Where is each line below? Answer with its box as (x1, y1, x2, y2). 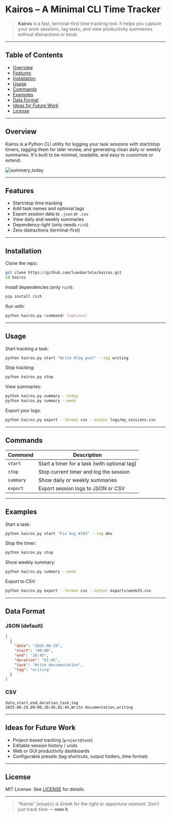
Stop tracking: (5, 365, 35, 371)
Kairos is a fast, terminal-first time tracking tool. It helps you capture (17, 20, 161, 27)
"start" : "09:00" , (14, 648, 53, 653)
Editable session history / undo (12, 742, 78, 748)
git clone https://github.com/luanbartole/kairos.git (5, 270, 122, 275)
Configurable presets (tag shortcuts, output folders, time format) (12, 753, 148, 759)
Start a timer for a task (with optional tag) (38, 460, 137, 467)
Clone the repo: (5, 260, 38, 266)
